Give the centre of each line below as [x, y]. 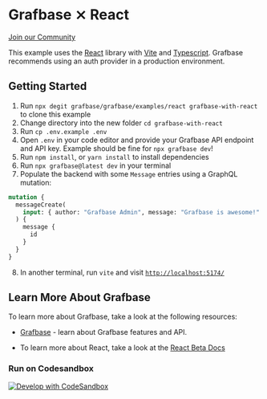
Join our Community [42, 37]
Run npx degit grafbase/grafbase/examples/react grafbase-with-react [139, 105]
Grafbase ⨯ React [69, 15]
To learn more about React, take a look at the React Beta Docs [123, 348]
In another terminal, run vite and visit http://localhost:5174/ [122, 272]
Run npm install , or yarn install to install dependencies [115, 157]
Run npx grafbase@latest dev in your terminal [95, 165]
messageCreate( [41, 205]
